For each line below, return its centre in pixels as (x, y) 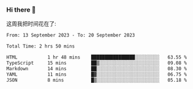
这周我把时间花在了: (31, 24)
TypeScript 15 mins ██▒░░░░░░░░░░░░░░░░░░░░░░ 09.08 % (97, 63)
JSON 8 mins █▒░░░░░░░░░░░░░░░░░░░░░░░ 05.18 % (97, 80)
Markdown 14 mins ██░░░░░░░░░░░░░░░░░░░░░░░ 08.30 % (97, 69)
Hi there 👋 (21, 10)
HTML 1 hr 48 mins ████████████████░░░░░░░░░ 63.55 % (97, 57)
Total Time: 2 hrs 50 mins (41, 46)
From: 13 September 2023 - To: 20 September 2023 (71, 35)
